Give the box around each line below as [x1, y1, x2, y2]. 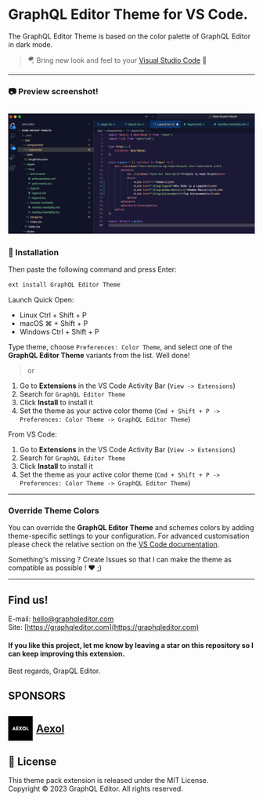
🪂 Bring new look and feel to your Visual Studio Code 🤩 [27, 55, 207, 64]
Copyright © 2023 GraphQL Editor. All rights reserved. [8, 784, 184, 793]
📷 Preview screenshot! [8, 86, 99, 97]
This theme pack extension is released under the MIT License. [8, 775, 209, 785]
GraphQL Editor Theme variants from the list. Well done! [8, 351, 190, 360]
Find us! [8, 593, 49, 606]
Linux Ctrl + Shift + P [19, 310, 88, 320]
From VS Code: [8, 430, 57, 439]
